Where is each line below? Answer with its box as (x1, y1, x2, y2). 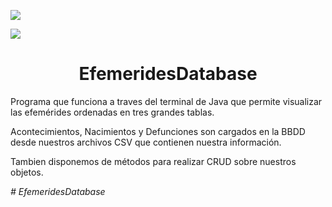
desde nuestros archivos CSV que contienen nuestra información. (10, 136, 282, 148)
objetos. (10, 166, 44, 178)
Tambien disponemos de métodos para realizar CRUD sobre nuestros (10, 155, 297, 167)
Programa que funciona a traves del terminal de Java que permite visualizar (10, 95, 323, 107)
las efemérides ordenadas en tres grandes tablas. (10, 106, 215, 118)
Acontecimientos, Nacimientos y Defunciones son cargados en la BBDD (10, 125, 306, 137)
